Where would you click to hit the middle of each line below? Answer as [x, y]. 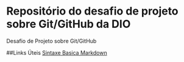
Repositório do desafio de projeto [92, 11]
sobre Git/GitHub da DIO [69, 24]
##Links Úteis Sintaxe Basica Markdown [57, 52]
